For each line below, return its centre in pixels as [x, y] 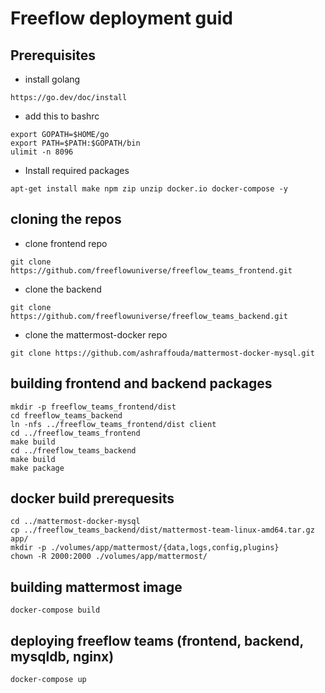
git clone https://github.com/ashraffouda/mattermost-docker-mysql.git [162, 353]
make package [37, 468]
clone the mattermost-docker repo [96, 334]
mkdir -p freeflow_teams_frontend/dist [93, 407]
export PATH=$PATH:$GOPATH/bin [75, 143]
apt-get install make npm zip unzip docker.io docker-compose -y [149, 189]
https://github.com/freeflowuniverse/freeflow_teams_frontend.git [151, 270]
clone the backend [63, 289]
